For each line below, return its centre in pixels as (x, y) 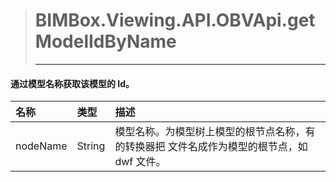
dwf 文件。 (140, 162)
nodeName (41, 146)
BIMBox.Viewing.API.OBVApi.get (175, 20)
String (91, 146)
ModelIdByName (105, 41)
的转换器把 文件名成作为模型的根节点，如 (211, 147)
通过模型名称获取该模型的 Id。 (72, 83)
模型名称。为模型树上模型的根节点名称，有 (215, 132)
